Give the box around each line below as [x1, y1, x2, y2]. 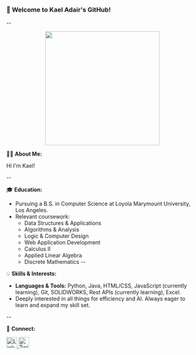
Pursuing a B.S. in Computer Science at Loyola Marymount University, [15, 200, 191, 207]
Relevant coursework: [15, 213, 70, 221]
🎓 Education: [6, 186, 43, 193]
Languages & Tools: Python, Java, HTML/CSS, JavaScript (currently [15, 282, 187, 289]
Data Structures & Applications [24, 219, 102, 227]
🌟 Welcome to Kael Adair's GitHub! [6, 5, 111, 14]
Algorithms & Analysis [24, 226, 80, 233]
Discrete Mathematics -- [24, 258, 86, 266]
